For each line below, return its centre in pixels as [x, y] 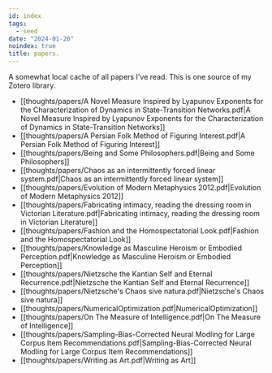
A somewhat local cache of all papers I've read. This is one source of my [130, 77]
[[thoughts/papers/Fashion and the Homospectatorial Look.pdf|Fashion [140, 231]
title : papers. [34, 54]
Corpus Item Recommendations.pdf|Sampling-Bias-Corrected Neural [136, 343]
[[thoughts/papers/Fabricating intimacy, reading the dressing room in [136, 205]
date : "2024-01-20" [41, 39]
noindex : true [32, 46]
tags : [17, 24]
